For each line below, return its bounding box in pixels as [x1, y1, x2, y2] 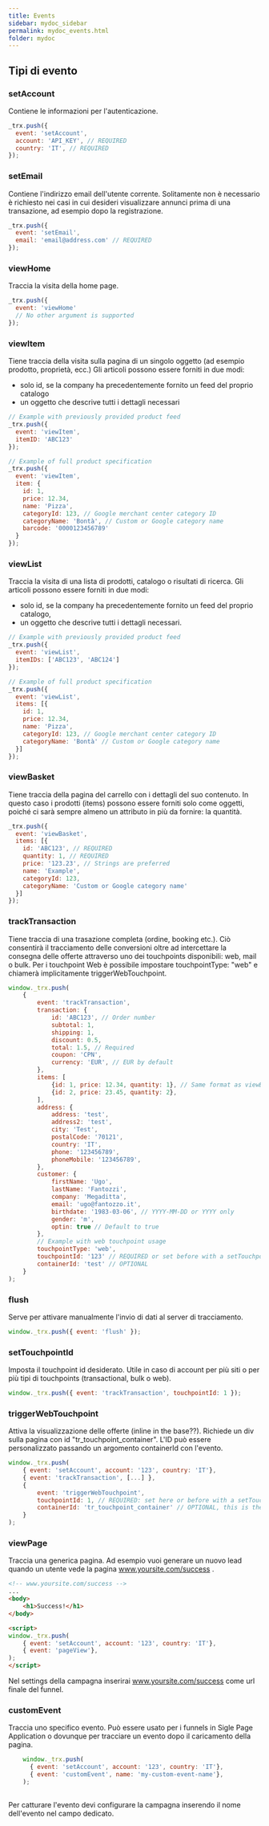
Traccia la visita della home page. [8, 281, 118, 291]
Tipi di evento [8, 63, 78, 77]
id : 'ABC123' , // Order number [50, 1013, 156, 1022]
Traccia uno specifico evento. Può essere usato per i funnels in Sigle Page [8, 1723, 254, 1733]
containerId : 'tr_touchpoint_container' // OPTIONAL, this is [37, 1503, 249, 1512]
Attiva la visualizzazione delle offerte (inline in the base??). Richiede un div [8, 1426, 255, 1436]
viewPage [8, 1538, 48, 1549]
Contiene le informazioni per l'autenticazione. [8, 106, 159, 116]
